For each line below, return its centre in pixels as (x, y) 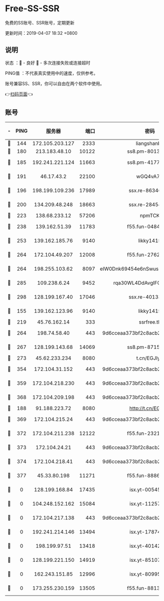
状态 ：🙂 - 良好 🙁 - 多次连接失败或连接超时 (48, 63)
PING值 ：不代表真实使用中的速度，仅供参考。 (51, 73)
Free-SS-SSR (32, 9)
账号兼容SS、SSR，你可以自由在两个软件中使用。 (55, 83)
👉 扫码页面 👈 (19, 94)
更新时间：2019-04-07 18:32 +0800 (41, 33)
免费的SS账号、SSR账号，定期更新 (40, 23)
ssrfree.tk (150, 322)
